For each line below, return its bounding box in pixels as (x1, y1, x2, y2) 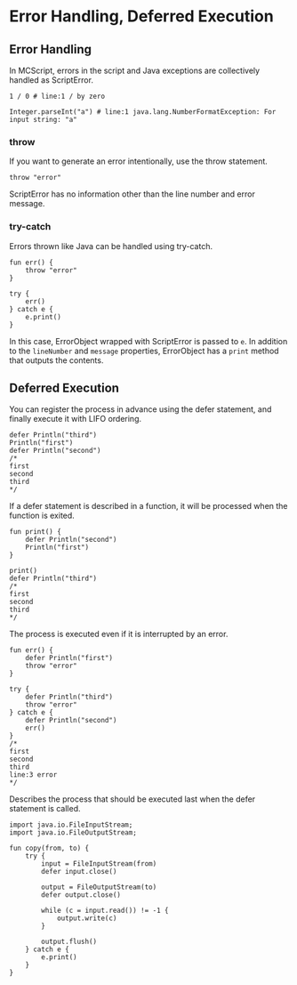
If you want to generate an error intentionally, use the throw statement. (9, 156, 269, 166)
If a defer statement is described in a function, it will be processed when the (9, 501, 288, 512)
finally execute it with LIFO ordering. (9, 414, 142, 424)
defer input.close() (41, 868, 117, 876)
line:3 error (9, 771, 58, 779)
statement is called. (9, 803, 81, 814)
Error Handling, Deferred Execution (9, 6, 274, 27)
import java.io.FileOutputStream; (9, 828, 138, 837)
